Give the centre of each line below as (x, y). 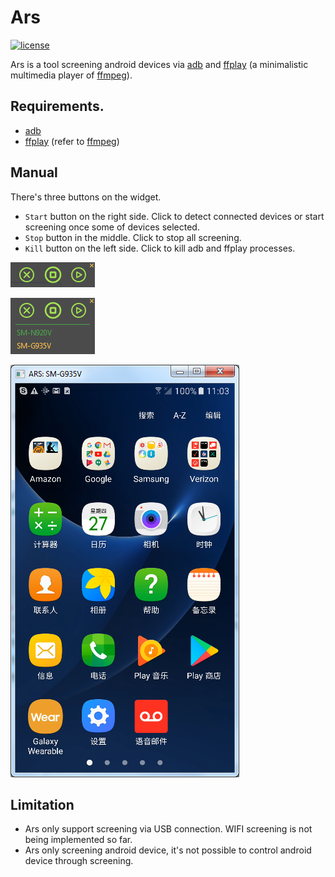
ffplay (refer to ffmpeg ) (72, 141)
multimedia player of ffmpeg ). (71, 75)
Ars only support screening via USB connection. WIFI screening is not (168, 829)
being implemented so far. (78, 840)
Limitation (42, 804)
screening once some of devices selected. (112, 227)
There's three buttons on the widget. (86, 197)
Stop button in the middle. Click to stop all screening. (133, 237)
